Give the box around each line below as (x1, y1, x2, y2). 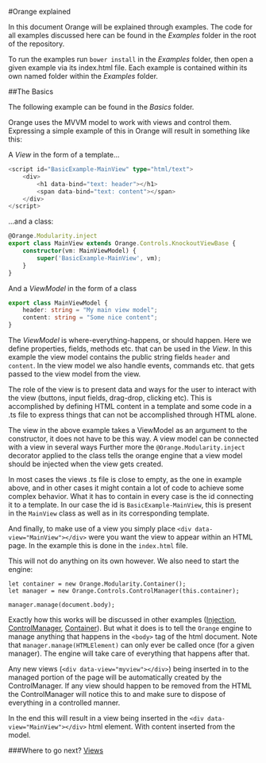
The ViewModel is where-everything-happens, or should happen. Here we (8, 336, 252, 345)
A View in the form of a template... (8, 150, 120, 159)
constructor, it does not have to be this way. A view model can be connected (8, 434, 259, 443)
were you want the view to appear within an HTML (88, 532, 253, 542)
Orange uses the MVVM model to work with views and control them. (8, 118, 232, 127)
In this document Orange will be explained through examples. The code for (8, 22, 253, 31)
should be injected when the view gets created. (8, 459, 164, 469)
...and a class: (8, 216, 54, 226)
